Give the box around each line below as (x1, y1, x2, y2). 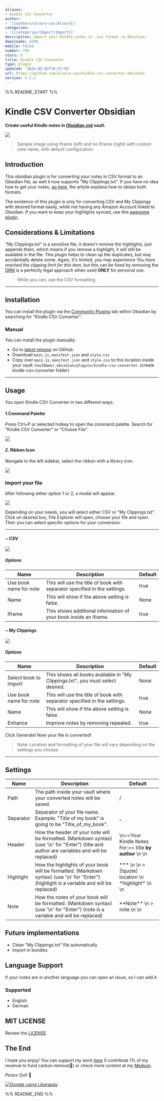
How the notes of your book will (35, 894, 108, 901)
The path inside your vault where (35, 788, 111, 795)
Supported (5, 986, 31, 993)
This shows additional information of (46, 608, 130, 614)
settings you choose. (17, 747, 60, 753)
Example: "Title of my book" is (35, 815, 104, 822)
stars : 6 (5, 52, 23, 58)
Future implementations (5, 929, 80, 937)
